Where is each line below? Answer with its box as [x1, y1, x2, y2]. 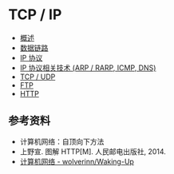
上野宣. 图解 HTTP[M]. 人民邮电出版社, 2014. [19, 146, 166, 156]
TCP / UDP [19, 72, 56, 81]
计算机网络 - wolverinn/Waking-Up [19, 156, 134, 166]
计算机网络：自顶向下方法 [19, 136, 105, 146]
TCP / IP [8, 6, 62, 24]
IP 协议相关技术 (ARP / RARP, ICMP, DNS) [19, 62, 156, 73]
